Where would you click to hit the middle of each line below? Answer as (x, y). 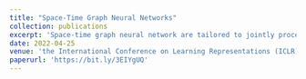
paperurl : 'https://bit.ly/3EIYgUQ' (79, 60)
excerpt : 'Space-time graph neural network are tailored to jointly (142, 35)
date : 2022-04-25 (42, 43)
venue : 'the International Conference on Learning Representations (140, 52)
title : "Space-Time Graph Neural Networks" (93, 18)
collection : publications (58, 26)
